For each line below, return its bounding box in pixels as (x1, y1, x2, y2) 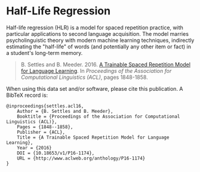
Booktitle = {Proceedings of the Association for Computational (17, 113, 180, 119)
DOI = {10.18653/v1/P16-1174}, (17, 150, 95, 156)
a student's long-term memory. (6, 49, 83, 56)
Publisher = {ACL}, (17, 129, 66, 135)
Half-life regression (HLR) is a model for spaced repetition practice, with (6, 24, 184, 31)
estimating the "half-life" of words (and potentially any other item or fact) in (6, 43, 192, 50)
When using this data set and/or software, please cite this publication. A (6, 85, 183, 92)
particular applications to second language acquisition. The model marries (6, 30, 189, 37)
